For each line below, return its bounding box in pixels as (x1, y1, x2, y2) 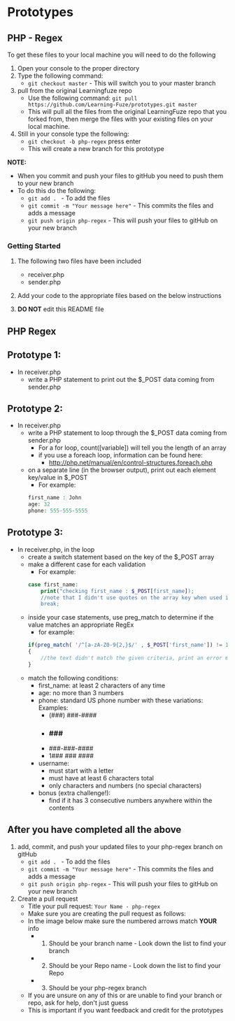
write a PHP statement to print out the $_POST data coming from (27, 375, 215, 383)
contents (48, 804, 75, 812)
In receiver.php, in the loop (17, 545, 95, 553)
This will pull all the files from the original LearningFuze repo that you (27, 108, 227, 115)
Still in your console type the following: (17, 130, 129, 138)
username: (38, 759, 70, 768)
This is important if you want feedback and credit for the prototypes (27, 1006, 224, 1014)
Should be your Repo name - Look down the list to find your (48, 961, 221, 969)
